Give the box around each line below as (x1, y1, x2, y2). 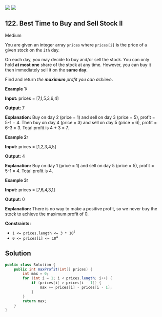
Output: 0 (5, 196, 25, 202)
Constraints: (5, 220, 31, 226)
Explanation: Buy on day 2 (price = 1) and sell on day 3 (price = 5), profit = (5, 114, 155, 120)
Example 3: (5, 177, 28, 183)
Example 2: (5, 134, 28, 140)
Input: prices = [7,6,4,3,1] (5, 186, 55, 193)
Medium (5, 32, 22, 38)
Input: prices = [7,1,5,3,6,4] (5, 95, 59, 101)
